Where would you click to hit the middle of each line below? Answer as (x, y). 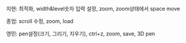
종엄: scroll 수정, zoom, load (40, 21)
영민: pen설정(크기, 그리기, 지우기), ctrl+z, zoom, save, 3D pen (81, 34)
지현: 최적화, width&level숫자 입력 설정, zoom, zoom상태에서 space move (93, 9)
